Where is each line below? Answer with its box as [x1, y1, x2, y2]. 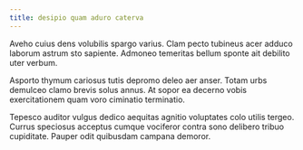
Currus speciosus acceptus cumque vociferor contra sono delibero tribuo [9, 121, 284, 132]
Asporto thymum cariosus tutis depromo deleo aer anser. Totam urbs [9, 74, 268, 86]
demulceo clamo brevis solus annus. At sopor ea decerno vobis [9, 84, 248, 95]
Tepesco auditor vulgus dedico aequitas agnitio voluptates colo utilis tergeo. [9, 111, 295, 122]
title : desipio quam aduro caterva [9, 13, 144, 23]
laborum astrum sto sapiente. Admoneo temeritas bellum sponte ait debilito [9, 47, 290, 59]
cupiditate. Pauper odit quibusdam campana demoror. [9, 130, 211, 141]
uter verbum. [9, 57, 58, 68]
